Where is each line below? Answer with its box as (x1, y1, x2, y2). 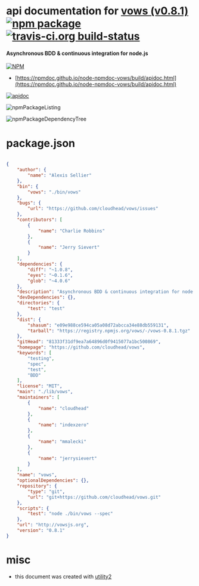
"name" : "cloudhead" (38, 405, 89, 411)
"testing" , (27, 355, 55, 362)
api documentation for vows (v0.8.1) (6, 4, 189, 18)
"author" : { (17, 167, 46, 173)
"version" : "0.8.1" (17, 528, 66, 533)
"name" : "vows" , (17, 472, 58, 478)
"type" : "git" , (27, 488, 66, 495)
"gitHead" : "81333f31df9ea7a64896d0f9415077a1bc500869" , (17, 339, 161, 345)
